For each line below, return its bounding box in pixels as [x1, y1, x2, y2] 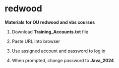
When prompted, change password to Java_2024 [11, 57, 115, 63]
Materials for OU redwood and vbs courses [4, 19, 95, 25]
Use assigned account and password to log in [11, 48, 106, 54]
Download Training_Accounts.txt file [11, 29, 89, 34]
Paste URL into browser [11, 38, 60, 44]
